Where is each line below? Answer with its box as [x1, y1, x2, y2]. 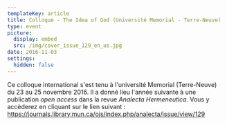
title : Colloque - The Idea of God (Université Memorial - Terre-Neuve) [7, 17, 221, 23]
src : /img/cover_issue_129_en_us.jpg [13, 42, 122, 49]
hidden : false [13, 61, 54, 68]
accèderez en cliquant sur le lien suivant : [7, 102, 126, 110]
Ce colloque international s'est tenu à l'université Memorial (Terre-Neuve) [7, 80, 217, 88]
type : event [7, 23, 42, 30]
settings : [7, 55, 36, 62]
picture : [7, 29, 33, 37]
